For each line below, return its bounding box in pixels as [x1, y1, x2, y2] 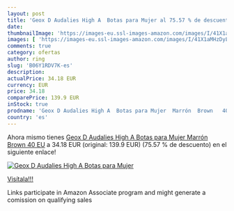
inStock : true [7, 101, 49, 108]
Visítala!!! [7, 175, 33, 183]
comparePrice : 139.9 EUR [7, 95, 79, 102]
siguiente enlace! [7, 148, 56, 156]
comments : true [7, 42, 52, 49]
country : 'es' [7, 114, 49, 120]
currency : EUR [7, 81, 49, 88]
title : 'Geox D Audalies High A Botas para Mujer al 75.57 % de [7, 17, 201, 24]
